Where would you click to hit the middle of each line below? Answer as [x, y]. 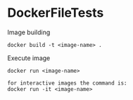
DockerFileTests [56, 13]
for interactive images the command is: [68, 83]
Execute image [29, 58]
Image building [29, 32]
